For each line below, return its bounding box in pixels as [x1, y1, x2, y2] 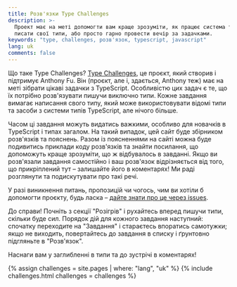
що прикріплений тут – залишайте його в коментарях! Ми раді [8, 165, 196, 173]
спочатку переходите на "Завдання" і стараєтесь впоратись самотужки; [8, 222, 228, 230]
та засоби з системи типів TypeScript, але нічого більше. [8, 106, 179, 115]
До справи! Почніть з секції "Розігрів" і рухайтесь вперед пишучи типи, [8, 207, 224, 215]
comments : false [8, 50, 56, 57]
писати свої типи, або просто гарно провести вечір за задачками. [14, 30, 213, 37]
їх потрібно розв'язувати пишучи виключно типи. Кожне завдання [8, 91, 207, 99]
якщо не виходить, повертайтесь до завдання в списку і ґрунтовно [8, 229, 210, 238]
